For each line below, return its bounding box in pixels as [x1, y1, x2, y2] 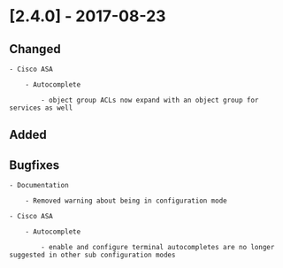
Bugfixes [9, 157, 60, 172]
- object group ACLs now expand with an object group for [41, 96, 259, 104]
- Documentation [9, 181, 69, 190]
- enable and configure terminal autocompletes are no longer [41, 243, 275, 252]
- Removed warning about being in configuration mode [25, 196, 227, 205]
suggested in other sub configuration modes [9, 250, 176, 260]
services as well [9, 103, 73, 112]
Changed [9, 42, 61, 57]
